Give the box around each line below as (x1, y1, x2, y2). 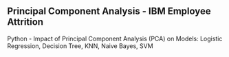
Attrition (7, 16, 43, 28)
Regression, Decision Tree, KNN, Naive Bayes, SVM (7, 41, 153, 50)
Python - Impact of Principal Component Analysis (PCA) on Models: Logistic (7, 34, 223, 43)
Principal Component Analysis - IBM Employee (7, 5, 211, 17)
